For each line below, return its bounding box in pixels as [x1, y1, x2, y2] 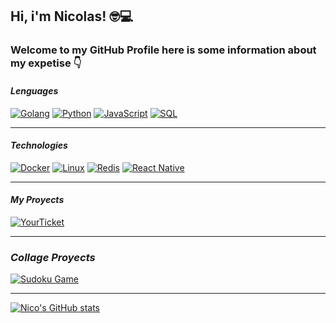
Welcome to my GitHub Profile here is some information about [10, 43, 317, 57]
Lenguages [10, 84, 59, 97]
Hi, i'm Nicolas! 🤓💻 [10, 8, 134, 25]
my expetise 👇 [10, 56, 82, 70]
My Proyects [10, 194, 65, 206]
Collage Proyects [10, 250, 96, 264]
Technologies [10, 139, 68, 152]
